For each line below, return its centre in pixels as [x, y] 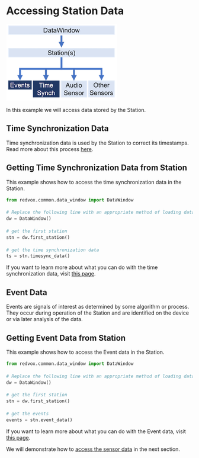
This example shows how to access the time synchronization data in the [94, 182]
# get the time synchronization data [53, 250]
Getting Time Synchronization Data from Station [97, 168]
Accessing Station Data [65, 11]
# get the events [28, 414]
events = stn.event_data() [39, 420]
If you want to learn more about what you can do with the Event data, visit [96, 431]
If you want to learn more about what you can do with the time [82, 267]
